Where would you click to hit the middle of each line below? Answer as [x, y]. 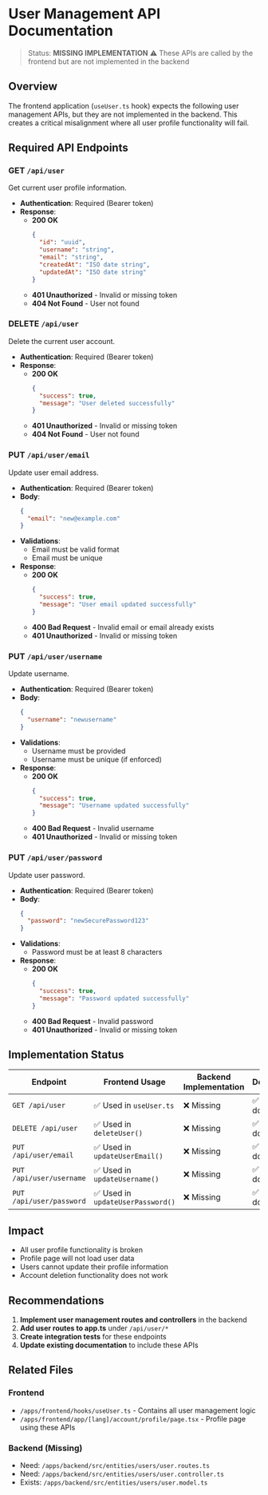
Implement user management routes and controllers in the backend [133, 1320]
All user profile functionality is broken [81, 1250]
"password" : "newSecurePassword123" [88, 921]
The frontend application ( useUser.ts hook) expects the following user [124, 105]
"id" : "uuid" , [62, 243]
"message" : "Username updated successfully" [114, 806]
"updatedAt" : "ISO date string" [93, 272]
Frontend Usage [134, 1082]
